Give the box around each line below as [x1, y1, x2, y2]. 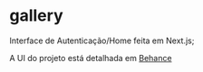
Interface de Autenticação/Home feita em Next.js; [9, 35, 195, 46]
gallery [9, 5, 63, 26]
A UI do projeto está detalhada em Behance [9, 52, 172, 63]
